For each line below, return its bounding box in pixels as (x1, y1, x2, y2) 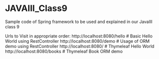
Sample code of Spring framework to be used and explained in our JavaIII (5, 19, 153, 24)
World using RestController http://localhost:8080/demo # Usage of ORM (5, 38, 150, 44)
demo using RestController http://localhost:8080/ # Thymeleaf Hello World (5, 43, 155, 49)
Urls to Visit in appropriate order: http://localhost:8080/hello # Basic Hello (5, 33, 153, 39)
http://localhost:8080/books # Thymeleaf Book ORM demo (5, 48, 123, 54)
